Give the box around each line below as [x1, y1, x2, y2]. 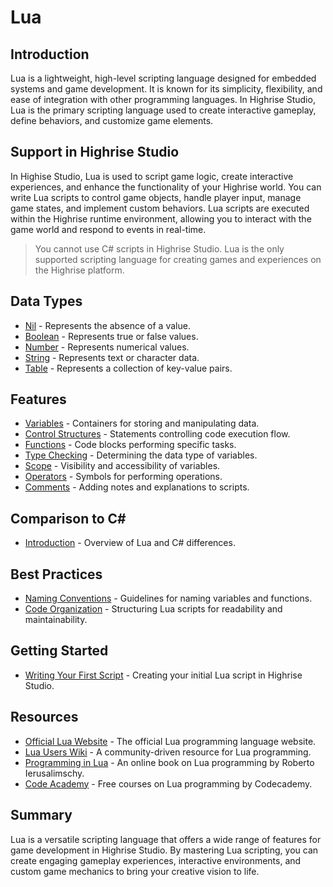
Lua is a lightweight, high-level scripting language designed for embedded [10, 72, 317, 84]
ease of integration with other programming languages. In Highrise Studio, [10, 94, 316, 105]
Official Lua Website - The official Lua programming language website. [24, 735, 317, 747]
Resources [10, 709, 79, 726]
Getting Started [10, 642, 109, 660]
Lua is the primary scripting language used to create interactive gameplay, [10, 104, 317, 116]
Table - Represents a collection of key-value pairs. [24, 362, 233, 374]
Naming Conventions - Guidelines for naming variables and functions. [24, 592, 313, 605]
